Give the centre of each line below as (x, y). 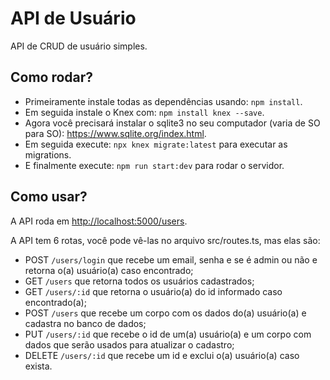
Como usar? (49, 197)
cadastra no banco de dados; (85, 323)
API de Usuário (73, 18)
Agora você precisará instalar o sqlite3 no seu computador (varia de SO (172, 123)
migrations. (48, 154)
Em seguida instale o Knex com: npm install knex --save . (144, 112)
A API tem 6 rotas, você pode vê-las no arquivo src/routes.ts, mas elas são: (165, 240)
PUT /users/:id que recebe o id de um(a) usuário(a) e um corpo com (168, 334)
